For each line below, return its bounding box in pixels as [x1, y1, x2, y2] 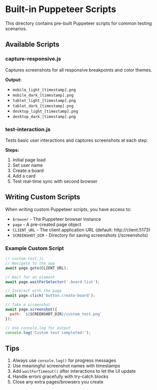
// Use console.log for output [5, 325, 71, 330]
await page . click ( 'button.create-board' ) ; [5, 293, 96, 298]
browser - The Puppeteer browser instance [12, 216, 102, 222]
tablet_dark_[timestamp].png [12, 103, 74, 108]
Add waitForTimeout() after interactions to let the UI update [12, 368, 136, 374]
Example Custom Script [5, 245, 64, 252]
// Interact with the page [5, 289, 62, 294]
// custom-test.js [5, 256, 44, 261]
